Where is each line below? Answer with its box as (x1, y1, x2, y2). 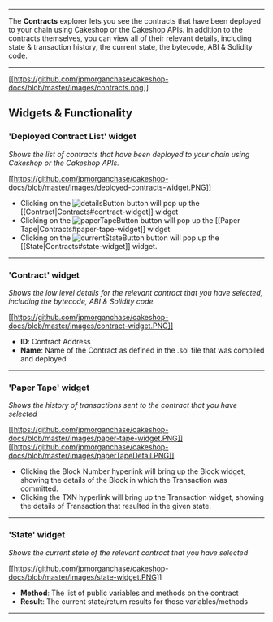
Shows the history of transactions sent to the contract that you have (8, 401, 238, 410)
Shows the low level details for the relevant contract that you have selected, (8, 287, 263, 297)
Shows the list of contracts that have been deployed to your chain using (8, 149, 250, 159)
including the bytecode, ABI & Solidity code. (8, 296, 156, 306)
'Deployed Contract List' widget (8, 131, 136, 142)
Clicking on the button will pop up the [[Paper (19, 215, 240, 225)
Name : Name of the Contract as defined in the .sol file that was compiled (19, 345, 265, 355)
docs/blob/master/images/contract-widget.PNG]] (8, 321, 174, 331)
